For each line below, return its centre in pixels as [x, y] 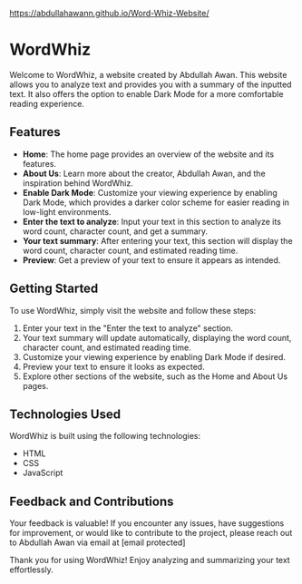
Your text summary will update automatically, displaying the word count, [157, 337]
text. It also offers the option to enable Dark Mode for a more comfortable [146, 93]
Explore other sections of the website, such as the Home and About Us [155, 376]
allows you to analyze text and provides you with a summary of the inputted [151, 84]
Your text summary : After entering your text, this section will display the [157, 240]
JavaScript [43, 473]
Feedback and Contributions [92, 501]
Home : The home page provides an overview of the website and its [148, 154]
